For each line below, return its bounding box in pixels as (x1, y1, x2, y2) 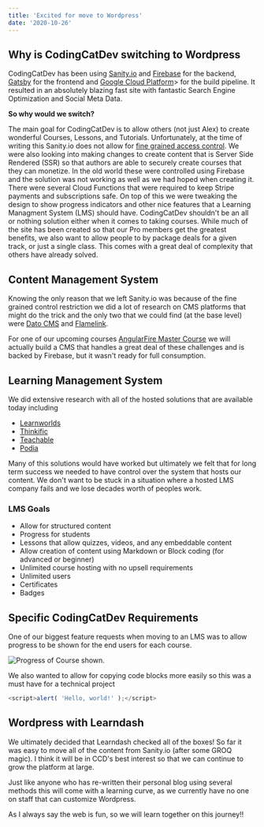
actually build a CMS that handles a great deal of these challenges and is (8, 343, 245, 352)
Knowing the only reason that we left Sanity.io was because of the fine (8, 294, 237, 303)
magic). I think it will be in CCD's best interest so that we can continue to (8, 754, 244, 763)
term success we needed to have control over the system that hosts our (8, 466, 242, 477)
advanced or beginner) (19, 554, 95, 564)
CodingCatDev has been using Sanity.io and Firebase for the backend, (8, 69, 236, 79)
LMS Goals (8, 503, 50, 514)
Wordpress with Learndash (8, 716, 144, 729)
